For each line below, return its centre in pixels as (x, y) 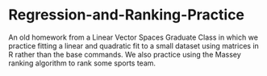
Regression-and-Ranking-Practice (126, 15)
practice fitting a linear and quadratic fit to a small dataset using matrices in (134, 45)
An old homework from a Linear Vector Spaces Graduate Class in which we (133, 37)
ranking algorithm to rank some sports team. (82, 63)
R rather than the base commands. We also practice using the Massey (125, 54)
